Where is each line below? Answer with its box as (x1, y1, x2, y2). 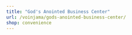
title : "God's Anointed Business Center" (6, 8, 111, 15)
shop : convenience (6, 20, 52, 26)
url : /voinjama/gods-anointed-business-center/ (6, 14, 127, 20)
